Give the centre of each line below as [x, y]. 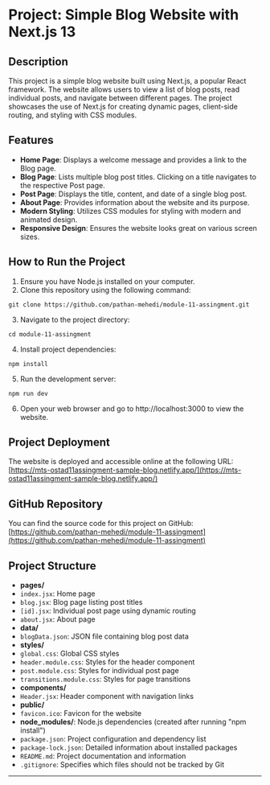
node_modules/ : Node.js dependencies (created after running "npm [133, 722]
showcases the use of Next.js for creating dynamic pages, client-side [123, 107]
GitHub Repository [55, 504]
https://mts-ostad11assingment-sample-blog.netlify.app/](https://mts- [126, 470]
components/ [43, 688]
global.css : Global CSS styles [70, 654]
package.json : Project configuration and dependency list [113, 739]
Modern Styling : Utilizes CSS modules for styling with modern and [130, 211]
